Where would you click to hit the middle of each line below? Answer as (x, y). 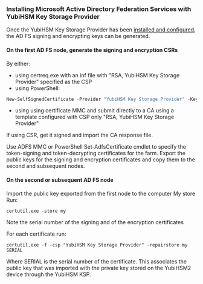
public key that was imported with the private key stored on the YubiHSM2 (99, 268)
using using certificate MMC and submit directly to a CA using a (94, 111)
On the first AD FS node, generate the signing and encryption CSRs (92, 50)
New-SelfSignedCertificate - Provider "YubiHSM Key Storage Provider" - (98, 99)
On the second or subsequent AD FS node (60, 179)
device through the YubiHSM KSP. (49, 274)
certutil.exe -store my (36, 211)
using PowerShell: (37, 88)
